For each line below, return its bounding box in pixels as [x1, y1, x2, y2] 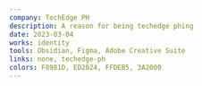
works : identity [9, 38, 70, 47]
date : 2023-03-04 [9, 30, 74, 39]
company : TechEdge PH [9, 13, 90, 22]
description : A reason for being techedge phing [9, 21, 194, 30]
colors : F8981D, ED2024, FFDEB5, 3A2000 [9, 64, 163, 73]
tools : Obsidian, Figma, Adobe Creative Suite [9, 47, 186, 56]
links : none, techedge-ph [9, 55, 105, 64]
